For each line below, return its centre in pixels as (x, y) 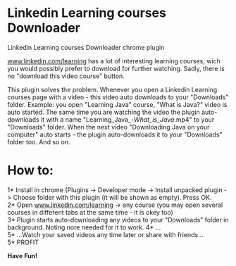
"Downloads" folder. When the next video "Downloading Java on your (108, 127)
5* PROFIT (23, 242)
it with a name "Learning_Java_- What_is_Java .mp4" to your (128, 119)
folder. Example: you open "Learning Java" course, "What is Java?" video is (117, 104)
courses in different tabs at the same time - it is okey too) (91, 212)
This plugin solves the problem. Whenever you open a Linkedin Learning (112, 89)
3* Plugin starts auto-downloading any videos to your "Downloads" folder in (118, 220)
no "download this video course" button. (66, 76)
